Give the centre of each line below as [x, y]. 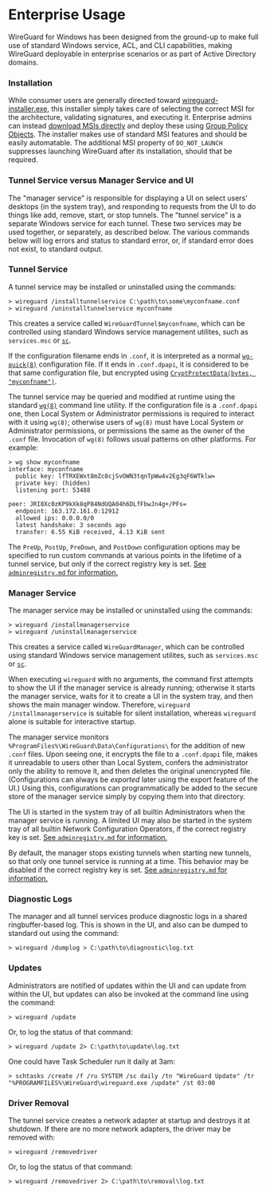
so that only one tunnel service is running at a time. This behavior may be [129, 862]
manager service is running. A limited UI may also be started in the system [130, 821]
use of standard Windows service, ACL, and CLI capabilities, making [120, 45]
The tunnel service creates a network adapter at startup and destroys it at [129, 1120]
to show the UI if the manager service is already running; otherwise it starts [132, 688]
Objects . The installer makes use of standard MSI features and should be [128, 134]
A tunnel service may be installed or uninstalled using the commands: [122, 287]
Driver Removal [39, 1103]
